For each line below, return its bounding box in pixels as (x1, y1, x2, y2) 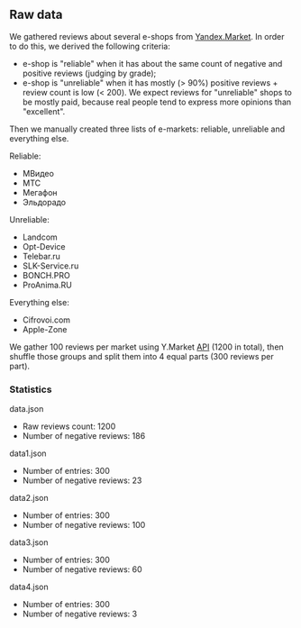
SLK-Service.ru (22, 260, 79, 271)
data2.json (9, 493, 49, 504)
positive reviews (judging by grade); (22, 68, 157, 78)
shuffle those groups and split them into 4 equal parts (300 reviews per (9, 350, 275, 361)
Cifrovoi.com (22, 314, 70, 325)
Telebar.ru (22, 250, 61, 261)
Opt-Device (22, 241, 66, 251)
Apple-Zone (22, 323, 68, 334)
